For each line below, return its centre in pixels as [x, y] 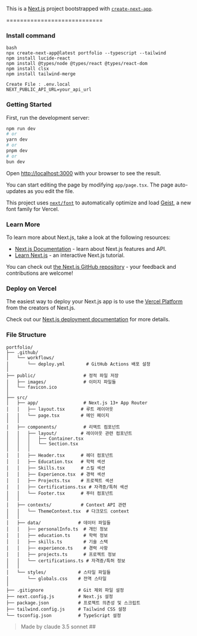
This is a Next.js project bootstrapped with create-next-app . [80, 9]
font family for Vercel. [33, 209]
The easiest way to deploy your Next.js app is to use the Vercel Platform [95, 302]
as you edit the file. [51, 191]
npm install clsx [28, 69]
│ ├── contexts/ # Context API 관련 [66, 505]
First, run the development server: [48, 117]
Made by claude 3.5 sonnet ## [58, 626]
